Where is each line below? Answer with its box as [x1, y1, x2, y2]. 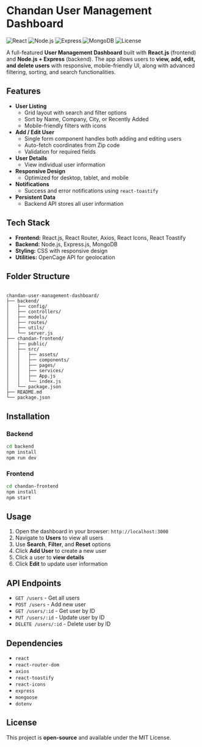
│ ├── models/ [6, 314, 48, 320]
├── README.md [6, 389, 43, 396]
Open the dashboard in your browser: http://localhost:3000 [15, 528, 169, 535]
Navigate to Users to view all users [15, 534, 104, 542]
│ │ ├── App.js [6, 373, 56, 380]
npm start [6, 494, 32, 501]
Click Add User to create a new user [15, 547, 107, 555]
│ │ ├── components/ [6, 357, 70, 363]
